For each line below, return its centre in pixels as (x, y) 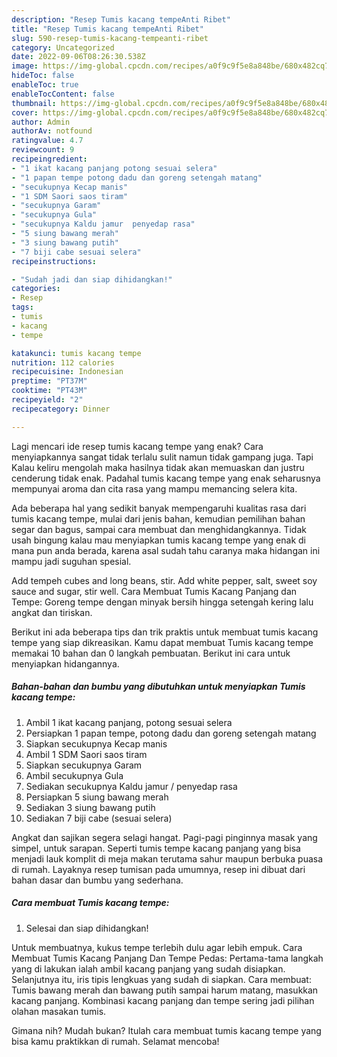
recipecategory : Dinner (61, 409)
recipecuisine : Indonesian (67, 372)
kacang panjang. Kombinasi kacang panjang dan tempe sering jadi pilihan (163, 1000)
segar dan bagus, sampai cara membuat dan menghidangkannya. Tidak (159, 529)
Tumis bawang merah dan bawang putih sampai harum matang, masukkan (165, 990)
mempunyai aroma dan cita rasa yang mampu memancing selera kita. (154, 488)
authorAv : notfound (52, 131)
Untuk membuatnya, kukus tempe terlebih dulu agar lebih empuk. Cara (157, 947)
